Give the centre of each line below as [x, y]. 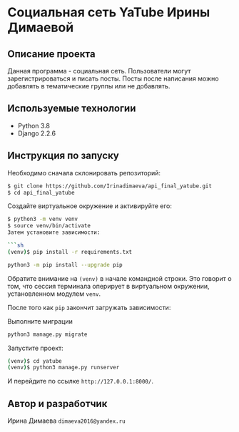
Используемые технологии [72, 109]
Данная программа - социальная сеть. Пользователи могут [99, 71]
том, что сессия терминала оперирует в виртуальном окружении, [108, 286]
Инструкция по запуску [63, 156]
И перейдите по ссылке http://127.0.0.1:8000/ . [80, 381]
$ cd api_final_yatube [41, 192]
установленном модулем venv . [54, 294]
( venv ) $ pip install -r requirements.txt [70, 252]
